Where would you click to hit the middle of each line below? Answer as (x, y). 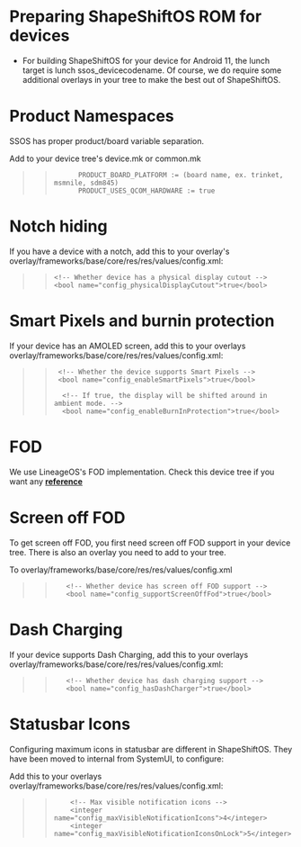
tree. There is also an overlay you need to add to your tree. (118, 552)
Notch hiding (58, 226)
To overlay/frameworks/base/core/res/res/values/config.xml (121, 570)
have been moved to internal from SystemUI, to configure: (117, 759)
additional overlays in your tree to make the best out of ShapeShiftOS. (151, 79)
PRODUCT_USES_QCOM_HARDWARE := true (146, 191)
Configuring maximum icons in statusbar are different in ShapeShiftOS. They (151, 749)
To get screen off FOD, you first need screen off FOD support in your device (150, 543)
